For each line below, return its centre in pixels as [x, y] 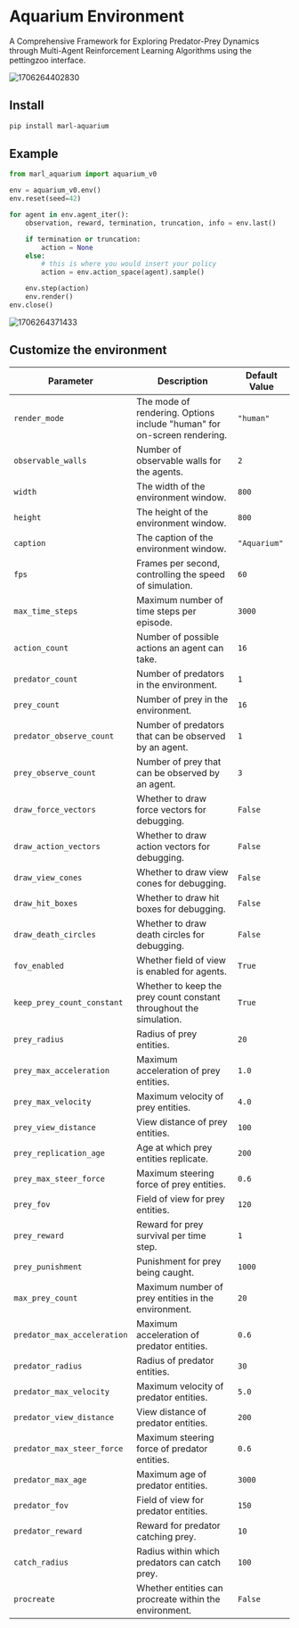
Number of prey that [179, 762]
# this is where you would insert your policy [129, 264]
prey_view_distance [55, 1127]
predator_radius [48, 1366]
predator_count [46, 679]
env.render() [49, 297]
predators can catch [178, 1562]
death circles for [170, 934]
